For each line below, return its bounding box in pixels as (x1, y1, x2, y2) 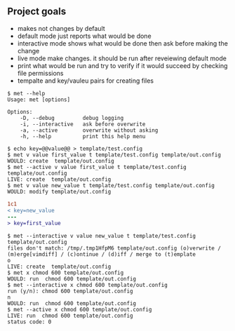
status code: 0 (7, 318, 52, 325)
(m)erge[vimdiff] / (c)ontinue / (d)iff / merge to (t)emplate (7, 251, 196, 258)
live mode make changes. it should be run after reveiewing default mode (17, 54, 227, 62)
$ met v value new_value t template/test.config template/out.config (7, 182, 215, 189)
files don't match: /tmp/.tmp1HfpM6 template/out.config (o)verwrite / (7, 245, 221, 252)
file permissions (17, 69, 64, 77)
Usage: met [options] (7, 96, 71, 103)
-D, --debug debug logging (20, 114, 124, 121)
